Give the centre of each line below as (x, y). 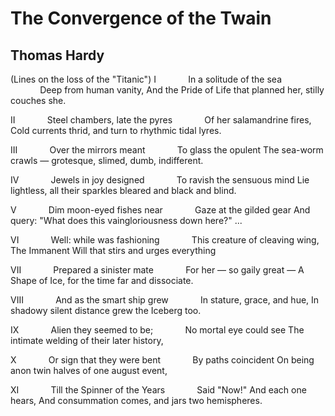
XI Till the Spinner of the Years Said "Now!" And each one (158, 390)
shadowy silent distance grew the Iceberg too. (106, 310)
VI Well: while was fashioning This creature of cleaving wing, (165, 240)
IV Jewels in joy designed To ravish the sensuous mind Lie (160, 180)
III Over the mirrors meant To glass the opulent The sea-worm (167, 150)
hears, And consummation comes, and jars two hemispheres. (136, 400)
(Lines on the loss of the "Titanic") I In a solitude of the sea (146, 79)
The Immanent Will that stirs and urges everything (113, 250)
